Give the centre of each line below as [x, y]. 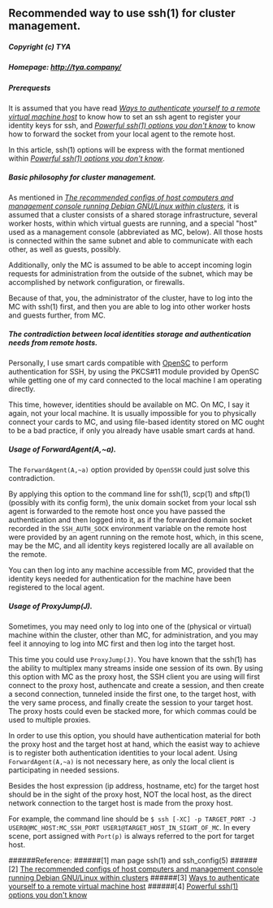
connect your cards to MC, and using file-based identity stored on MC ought [136, 422]
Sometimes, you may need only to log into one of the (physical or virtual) [130, 626]
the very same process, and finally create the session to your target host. [131, 703]
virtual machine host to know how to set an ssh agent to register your [125, 117]
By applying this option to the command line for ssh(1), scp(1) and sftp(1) [129, 494]
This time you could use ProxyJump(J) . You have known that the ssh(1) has [132, 659]
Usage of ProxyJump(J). [51, 606]
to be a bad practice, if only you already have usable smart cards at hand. [132, 430]
